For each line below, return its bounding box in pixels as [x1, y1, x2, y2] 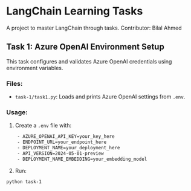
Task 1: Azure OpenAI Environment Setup [6, 42, 164, 52]
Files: [6, 79, 23, 88]
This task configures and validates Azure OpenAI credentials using [6, 57, 172, 65]
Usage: [6, 108, 28, 116]
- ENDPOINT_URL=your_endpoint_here [17, 139, 107, 146]
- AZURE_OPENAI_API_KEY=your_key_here [17, 134, 115, 140]
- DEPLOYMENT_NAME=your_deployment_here [17, 145, 120, 151]
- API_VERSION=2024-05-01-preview [17, 150, 104, 157]
